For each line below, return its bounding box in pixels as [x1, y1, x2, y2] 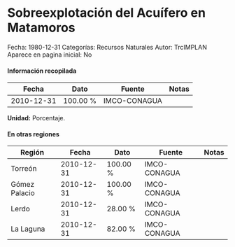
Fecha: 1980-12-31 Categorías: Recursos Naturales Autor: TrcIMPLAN [7, 43, 208, 51]
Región [20, 148, 44, 157]
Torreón [10, 164, 37, 174]
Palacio [10, 188, 35, 198]
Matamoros [7, 20, 76, 36]
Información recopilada [7, 66, 77, 75]
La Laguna [10, 224, 45, 234]
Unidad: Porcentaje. [7, 114, 65, 122]
